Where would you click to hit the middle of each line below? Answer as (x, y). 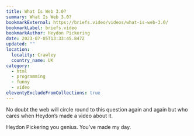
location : (18, 50)
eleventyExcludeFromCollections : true (53, 93)
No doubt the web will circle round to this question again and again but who (97, 109)
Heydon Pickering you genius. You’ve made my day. (69, 127)
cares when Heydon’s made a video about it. (59, 116)
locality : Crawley (34, 55)
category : (18, 66)
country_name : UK (32, 60)
